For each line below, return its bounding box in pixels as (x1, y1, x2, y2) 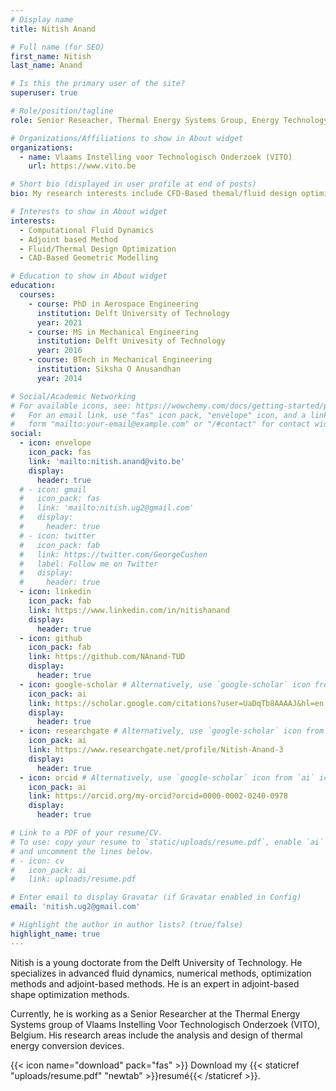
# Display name (10, 14, 74, 25)
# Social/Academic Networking (10, 391, 137, 401)
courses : (19, 290, 56, 300)
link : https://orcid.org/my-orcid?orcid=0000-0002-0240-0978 (28, 791, 288, 801)
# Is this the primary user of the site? (10, 79, 186, 89)
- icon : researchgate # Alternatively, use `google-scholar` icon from (19, 726, 325, 736)
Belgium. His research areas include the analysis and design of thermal (10, 1029, 303, 1041)
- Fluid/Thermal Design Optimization (19, 244, 177, 254)
